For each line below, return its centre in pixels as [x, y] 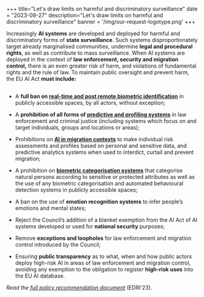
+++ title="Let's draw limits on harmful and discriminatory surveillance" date [102, 9]
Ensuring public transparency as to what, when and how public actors [104, 257]
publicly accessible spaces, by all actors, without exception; [90, 103]
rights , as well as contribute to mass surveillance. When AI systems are [96, 53]
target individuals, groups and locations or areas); [77, 128]
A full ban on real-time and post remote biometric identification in [99, 96]
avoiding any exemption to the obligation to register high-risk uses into [104, 270]
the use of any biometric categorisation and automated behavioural [99, 183]
